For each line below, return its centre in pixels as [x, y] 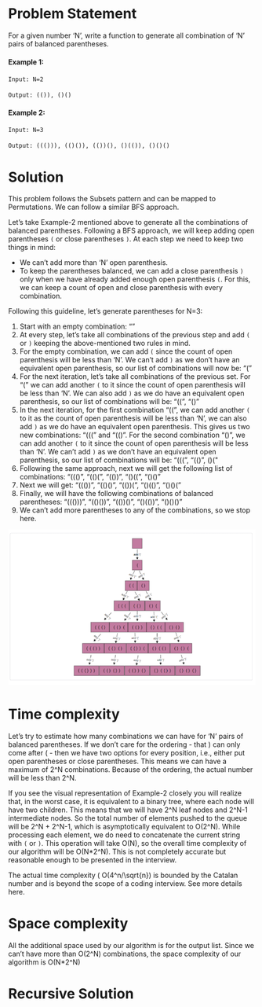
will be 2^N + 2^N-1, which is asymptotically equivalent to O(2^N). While [124, 826]
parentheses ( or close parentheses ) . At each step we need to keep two [126, 239]
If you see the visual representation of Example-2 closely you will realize [125, 793]
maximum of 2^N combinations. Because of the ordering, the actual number [131, 769]
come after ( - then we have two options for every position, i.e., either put [127, 752]
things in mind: [32, 248]
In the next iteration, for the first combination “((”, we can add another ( [135, 410]
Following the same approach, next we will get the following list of [126, 469]
